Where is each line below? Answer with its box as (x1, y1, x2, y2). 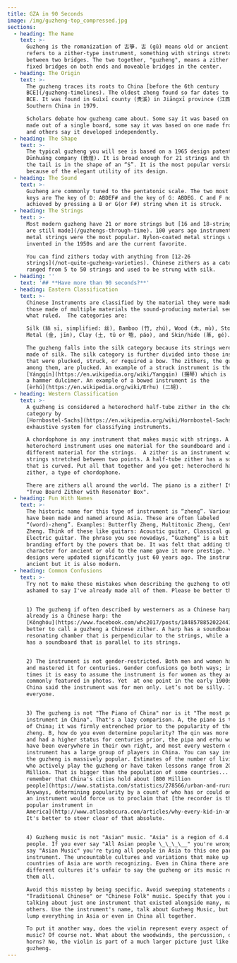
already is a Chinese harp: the (25, 613, 121, 620)
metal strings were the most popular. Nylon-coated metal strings (25, 233, 226, 241)
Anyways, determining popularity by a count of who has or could (25, 788, 222, 796)
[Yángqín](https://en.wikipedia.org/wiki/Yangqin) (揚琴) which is (25, 371, 227, 378)
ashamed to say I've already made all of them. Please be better (25, 587, 222, 594)
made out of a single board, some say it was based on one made (25, 122, 219, 129)
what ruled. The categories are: (25, 312, 128, 319)
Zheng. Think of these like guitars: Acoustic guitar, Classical (25, 528, 222, 535)
